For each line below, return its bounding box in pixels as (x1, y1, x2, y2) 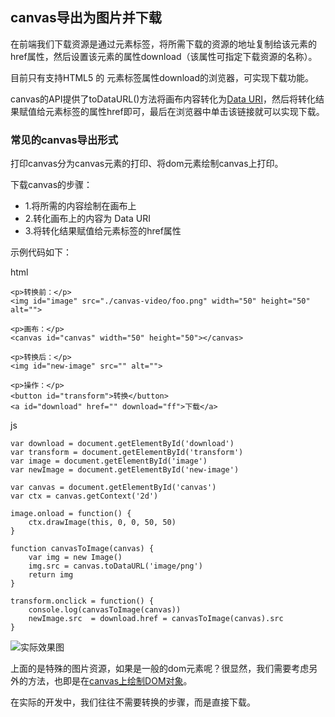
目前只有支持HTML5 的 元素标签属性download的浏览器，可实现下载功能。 (10, 71, 314, 83)
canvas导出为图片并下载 (10, 9, 162, 27)
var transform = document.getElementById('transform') (10, 448, 244, 458)
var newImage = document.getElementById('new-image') (10, 465, 240, 475)
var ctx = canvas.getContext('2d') (10, 491, 159, 502)
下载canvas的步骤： (10, 179, 93, 191)
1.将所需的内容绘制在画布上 (24, 200, 137, 212)
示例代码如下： (10, 246, 72, 258)
